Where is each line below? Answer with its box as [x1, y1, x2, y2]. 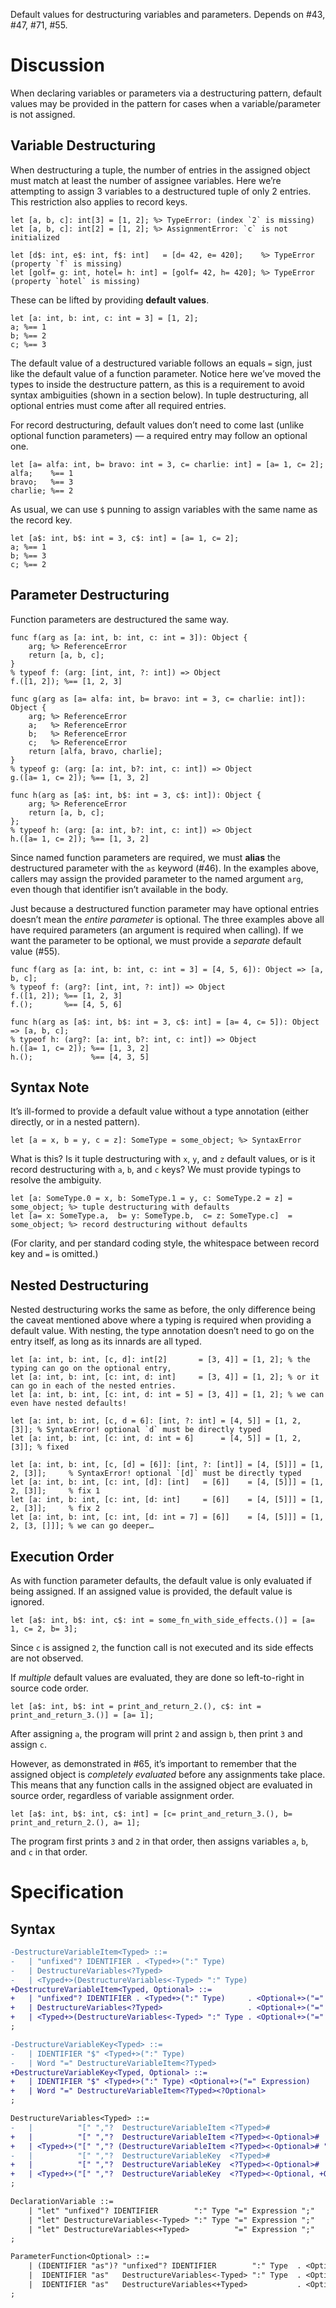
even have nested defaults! [10, 1399, 128, 1409]
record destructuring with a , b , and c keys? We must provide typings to [10, 1164, 302, 1176]
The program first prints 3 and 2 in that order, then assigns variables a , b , [10, 1835, 309, 1847]
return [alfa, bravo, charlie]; [28, 746, 163, 756]
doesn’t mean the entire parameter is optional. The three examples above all [10, 913, 325, 925]
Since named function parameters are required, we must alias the [10, 851, 282, 863]
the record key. [10, 514, 73, 526]
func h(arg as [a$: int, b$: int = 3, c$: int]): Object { [10, 790, 262, 800]
